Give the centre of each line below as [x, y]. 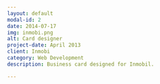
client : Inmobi [29, 52]
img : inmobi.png [30, 32]
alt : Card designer [35, 39]
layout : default [30, 13]
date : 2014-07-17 [32, 26]
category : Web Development [45, 58]
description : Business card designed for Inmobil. [81, 64]
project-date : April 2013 [44, 45]
